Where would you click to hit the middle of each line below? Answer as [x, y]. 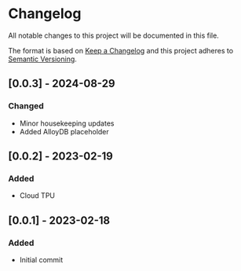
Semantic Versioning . [42, 59]
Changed [26, 106]
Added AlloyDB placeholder [64, 131]
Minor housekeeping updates [67, 123]
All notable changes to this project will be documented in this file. [114, 35]
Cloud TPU [37, 196]
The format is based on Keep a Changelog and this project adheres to [121, 50]
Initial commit [41, 260]
